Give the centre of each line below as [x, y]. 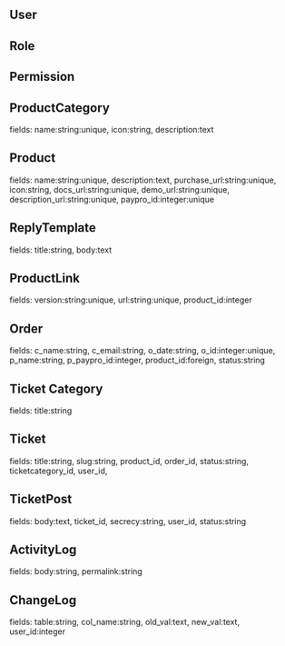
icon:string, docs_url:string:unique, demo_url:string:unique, [119, 189]
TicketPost [41, 499]
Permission [42, 77]
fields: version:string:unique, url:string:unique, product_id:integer [131, 300]
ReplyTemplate [53, 228]
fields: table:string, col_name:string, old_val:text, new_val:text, [125, 622]
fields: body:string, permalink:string [76, 571]
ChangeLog [43, 600]
